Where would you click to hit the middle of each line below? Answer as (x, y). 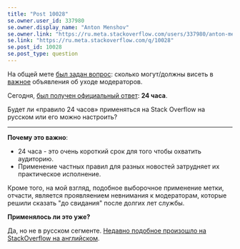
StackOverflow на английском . (54, 238)
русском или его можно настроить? (62, 117)
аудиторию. (35, 158)
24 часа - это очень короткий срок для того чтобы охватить (110, 151)
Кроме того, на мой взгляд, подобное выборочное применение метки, (116, 188)
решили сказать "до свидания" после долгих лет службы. (96, 203)
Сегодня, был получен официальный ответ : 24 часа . (87, 95)
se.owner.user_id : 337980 (46, 21)
